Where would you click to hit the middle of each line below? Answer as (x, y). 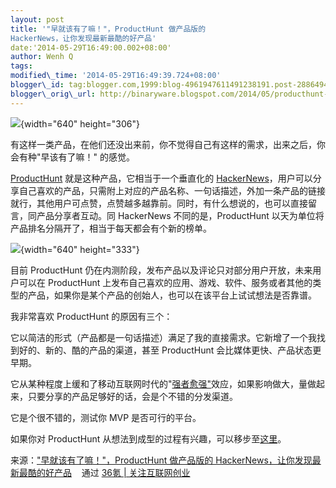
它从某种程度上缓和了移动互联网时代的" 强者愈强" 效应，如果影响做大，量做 (163, 383)
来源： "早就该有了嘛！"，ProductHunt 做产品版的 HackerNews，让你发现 (161, 460)
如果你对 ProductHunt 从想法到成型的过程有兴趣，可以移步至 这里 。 (148, 438)
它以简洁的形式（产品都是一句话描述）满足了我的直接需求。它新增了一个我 (163, 337)
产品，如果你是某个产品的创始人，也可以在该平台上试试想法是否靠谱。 (172, 295)
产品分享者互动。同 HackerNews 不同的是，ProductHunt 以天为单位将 (180, 215)
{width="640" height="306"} (80, 123)
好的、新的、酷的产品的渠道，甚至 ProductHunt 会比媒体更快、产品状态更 (170, 350)
